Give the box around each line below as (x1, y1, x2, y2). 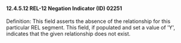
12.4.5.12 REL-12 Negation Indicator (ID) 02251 (6, 5, 123, 12)
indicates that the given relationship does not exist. (6, 30, 131, 38)
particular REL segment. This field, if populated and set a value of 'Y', (6, 24, 176, 31)
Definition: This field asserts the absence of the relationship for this (6, 18, 171, 25)
